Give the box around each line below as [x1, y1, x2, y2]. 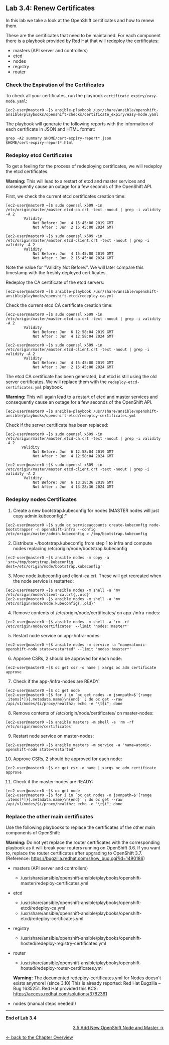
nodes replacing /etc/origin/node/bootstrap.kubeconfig [13, 545, 127, 551]
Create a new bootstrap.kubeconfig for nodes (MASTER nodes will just [13, 507, 159, 513]
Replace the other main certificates [6, 813, 93, 820]
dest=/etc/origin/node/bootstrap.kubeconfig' [6, 564, 102, 569]
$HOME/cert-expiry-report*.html [6, 140, 73, 145]
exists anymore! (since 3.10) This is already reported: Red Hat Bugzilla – [13, 980, 161, 986]
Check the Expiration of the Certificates [6, 81, 105, 88]
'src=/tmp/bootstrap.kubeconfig [6, 559, 73, 565]
